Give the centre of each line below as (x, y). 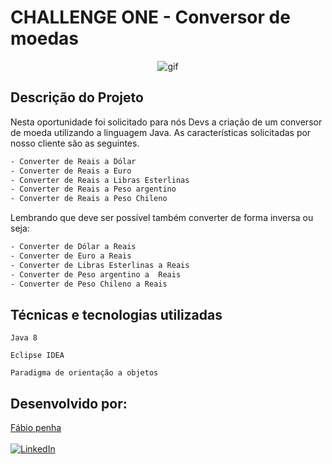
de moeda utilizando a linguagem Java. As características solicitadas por (161, 132)
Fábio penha (36, 428)
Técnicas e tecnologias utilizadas (116, 314)
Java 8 (24, 338)
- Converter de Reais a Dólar (73, 161)
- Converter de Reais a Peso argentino (93, 189)
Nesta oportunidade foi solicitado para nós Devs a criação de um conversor (166, 122)
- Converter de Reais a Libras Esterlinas (100, 180)
